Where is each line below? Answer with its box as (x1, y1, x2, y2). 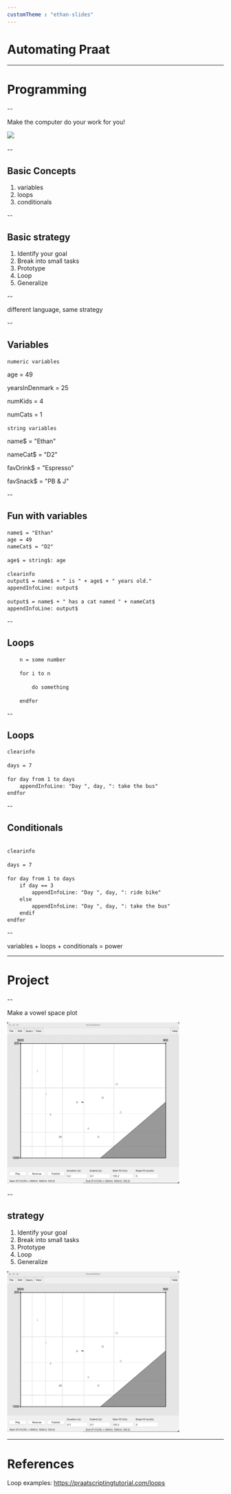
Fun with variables (7, 510, 88, 522)
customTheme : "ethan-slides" (7, 11, 94, 18)
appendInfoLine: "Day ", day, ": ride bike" (32, 889, 162, 896)
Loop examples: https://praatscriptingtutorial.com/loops (7, 1479, 166, 1487)
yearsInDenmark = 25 (7, 383, 69, 392)
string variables (7, 425, 57, 431)
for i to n (19, 670, 51, 677)
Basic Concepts (7, 165, 76, 177)
